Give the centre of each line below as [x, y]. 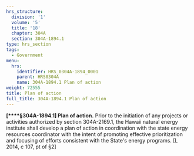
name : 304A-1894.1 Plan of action [59, 83]
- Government [27, 55]
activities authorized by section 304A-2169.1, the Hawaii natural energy [92, 121]
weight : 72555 [24, 88]
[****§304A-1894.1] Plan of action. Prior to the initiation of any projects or [97, 116]
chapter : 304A [29, 33]
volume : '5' [26, 22]
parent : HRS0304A [38, 77]
